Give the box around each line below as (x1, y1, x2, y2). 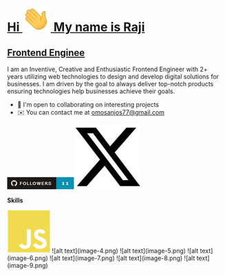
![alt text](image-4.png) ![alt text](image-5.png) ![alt (51, 247, 199, 255)
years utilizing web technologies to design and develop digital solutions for (7, 72, 219, 81)
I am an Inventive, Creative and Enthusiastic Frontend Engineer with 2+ (7, 65, 208, 73)
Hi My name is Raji (7, 19, 145, 35)
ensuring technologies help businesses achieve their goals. (7, 87, 175, 95)
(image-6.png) (7, 254, 48, 262)
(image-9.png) (7, 262, 48, 269)
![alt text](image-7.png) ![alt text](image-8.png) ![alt (49, 254, 195, 262)
